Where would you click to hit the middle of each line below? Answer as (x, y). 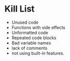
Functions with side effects (38, 27)
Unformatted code (30, 32)
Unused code (25, 22)
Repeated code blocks (34, 38)
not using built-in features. (38, 53)
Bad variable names (31, 43)
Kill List (20, 9)
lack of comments (29, 48)
